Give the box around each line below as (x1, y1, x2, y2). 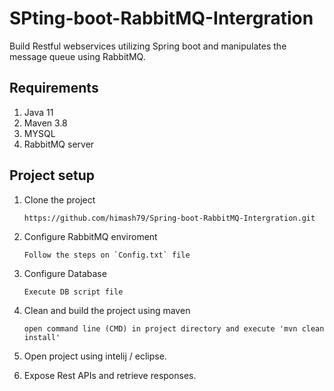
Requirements (9, 80, 99, 97)
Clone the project (23, 193, 96, 206)
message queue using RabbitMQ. (9, 50, 146, 62)
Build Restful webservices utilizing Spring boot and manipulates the (9, 40, 287, 52)
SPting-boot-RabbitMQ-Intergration (9, 7, 314, 30)
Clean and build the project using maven (23, 304, 191, 316)
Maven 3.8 (23, 117, 68, 129)
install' (23, 332, 61, 342)
